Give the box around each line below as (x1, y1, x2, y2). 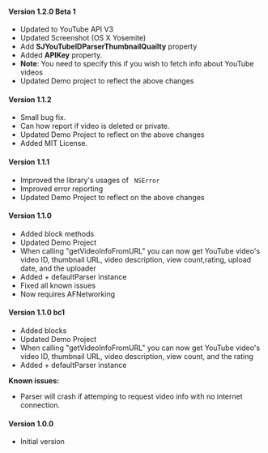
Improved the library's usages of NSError (19, 175, 160, 185)
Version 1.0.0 (8, 418, 54, 429)
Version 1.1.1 (8, 157, 50, 166)
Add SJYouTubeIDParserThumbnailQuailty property (19, 41, 198, 52)
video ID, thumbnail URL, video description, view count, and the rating (19, 352, 253, 361)
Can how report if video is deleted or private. (19, 122, 170, 131)
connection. (19, 400, 61, 410)
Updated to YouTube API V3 (19, 24, 114, 34)
